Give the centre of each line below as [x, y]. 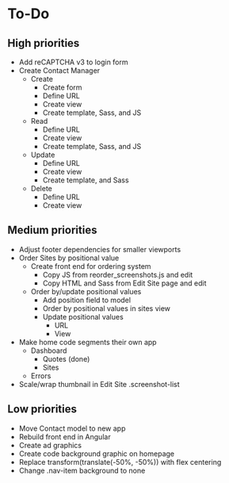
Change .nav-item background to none [82, 470]
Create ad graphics [50, 445]
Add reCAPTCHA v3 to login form [73, 62]
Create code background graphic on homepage [97, 454]
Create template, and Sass [86, 180]
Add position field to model [87, 300]
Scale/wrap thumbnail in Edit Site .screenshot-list [99, 384]
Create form [62, 87]
